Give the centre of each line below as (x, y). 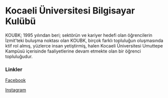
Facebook (16, 80)
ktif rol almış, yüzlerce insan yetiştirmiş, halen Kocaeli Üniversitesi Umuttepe (84, 45)
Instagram (16, 90)
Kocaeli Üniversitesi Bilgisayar (70, 11)
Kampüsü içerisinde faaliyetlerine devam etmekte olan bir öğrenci (73, 51)
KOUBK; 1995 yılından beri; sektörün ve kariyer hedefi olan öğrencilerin (79, 35)
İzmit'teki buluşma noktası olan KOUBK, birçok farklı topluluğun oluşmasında (84, 40)
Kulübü (21, 21)
